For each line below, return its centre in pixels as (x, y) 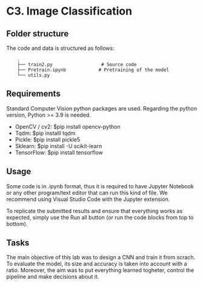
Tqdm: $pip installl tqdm (45, 133)
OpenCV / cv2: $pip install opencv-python (68, 126)
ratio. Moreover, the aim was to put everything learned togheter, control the (100, 270)
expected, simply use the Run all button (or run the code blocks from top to (100, 217)
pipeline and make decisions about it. (53, 277)
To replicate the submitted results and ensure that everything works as (95, 211)
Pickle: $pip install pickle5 (48, 139)
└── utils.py (34, 75)
